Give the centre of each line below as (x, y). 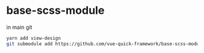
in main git (19, 27)
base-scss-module (56, 11)
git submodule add (29, 44)
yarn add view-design (34, 38)
